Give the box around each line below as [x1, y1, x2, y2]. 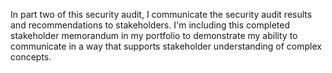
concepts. [10, 51, 52, 63]
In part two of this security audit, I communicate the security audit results [10, 9, 313, 20]
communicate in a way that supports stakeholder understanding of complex [10, 40, 322, 52]
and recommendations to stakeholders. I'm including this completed [10, 19, 291, 31]
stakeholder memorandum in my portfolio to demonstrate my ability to [10, 30, 298, 41]
